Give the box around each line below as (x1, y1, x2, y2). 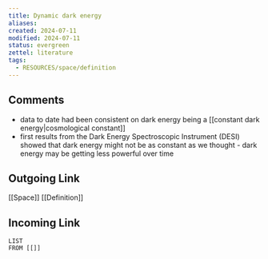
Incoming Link (8, 216, 81, 229)
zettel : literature (8, 49, 74, 57)
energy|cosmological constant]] (19, 123, 126, 133)
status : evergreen (8, 42, 70, 50)
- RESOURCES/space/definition (15, 64, 116, 72)
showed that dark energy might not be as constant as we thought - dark (19, 140, 258, 149)
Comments (8, 94, 65, 107)
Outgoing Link (8, 171, 80, 185)
